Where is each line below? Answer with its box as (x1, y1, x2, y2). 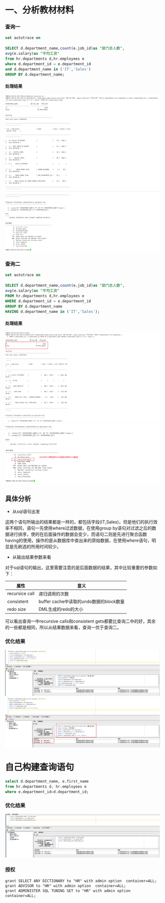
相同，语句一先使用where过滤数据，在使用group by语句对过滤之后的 (13, 525, 152, 531)
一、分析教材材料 (5, 4, 75, 16)
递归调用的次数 (38, 591, 69, 597)
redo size (7, 606, 26, 612)
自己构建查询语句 (5, 762, 75, 773)
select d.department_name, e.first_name (5, 779, 89, 784)
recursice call (7, 591, 35, 597)
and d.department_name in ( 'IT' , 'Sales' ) (5, 67, 91, 72)
